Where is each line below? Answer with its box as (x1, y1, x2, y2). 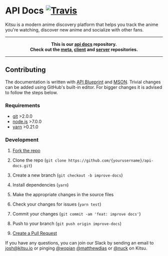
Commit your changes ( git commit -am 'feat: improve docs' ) (12, 211, 141, 217)
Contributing (5, 65, 46, 74)
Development (5, 136, 39, 143)
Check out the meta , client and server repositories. (29, 46, 138, 52)
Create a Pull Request (12, 230, 57, 237)
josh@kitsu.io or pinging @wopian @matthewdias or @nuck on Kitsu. (5, 245, 147, 252)
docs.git (12, 164, 31, 169)
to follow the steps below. (5, 89, 58, 95)
